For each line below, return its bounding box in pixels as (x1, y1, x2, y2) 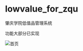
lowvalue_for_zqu (5, 3, 78, 15)
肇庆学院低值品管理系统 (5, 20, 52, 26)
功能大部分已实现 (5, 30, 40, 36)
